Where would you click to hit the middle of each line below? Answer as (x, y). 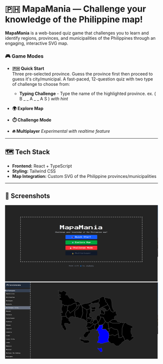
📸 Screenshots (28, 196)
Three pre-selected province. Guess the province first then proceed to (82, 74)
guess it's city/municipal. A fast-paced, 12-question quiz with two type (82, 79)
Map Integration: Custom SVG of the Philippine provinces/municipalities (84, 176)
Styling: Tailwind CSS (34, 171)
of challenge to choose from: (41, 84)
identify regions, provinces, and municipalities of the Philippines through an (81, 38)
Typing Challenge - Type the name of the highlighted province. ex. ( (88, 94)
